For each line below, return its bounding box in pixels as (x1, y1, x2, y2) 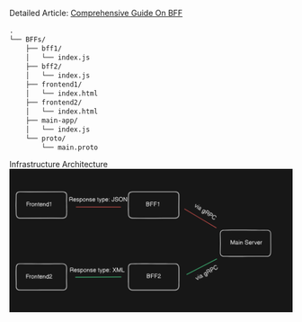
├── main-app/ (25, 116, 78, 125)
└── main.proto (41, 143, 99, 152)
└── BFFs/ (9, 35, 47, 44)
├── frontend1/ (25, 80, 83, 89)
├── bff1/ (25, 44, 63, 53)
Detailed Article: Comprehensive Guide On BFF (9, 8, 183, 18)
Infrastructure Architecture (9, 159, 108, 169)
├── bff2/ (25, 62, 63, 71)
